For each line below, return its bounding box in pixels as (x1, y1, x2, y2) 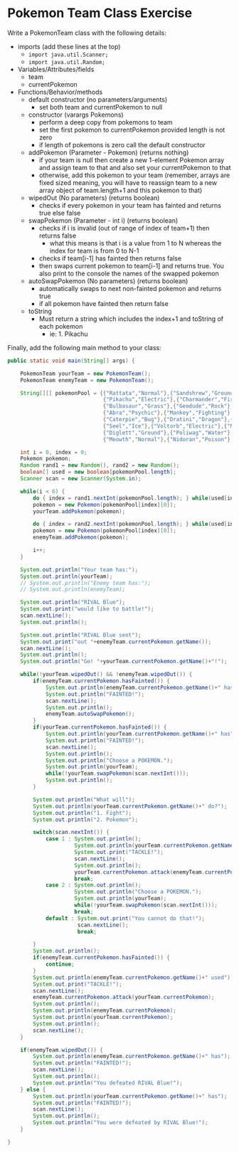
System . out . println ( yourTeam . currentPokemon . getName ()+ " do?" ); (33, 803, 228, 810)
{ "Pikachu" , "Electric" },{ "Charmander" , (102, 396, 221, 403)
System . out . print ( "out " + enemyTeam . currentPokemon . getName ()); (20, 638, 212, 645)
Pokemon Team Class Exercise (7, 5, 193, 21)
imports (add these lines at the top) (17, 42, 121, 51)
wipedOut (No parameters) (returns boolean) (28, 194, 160, 202)
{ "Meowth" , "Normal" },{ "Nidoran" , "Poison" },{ (102, 435, 237, 443)
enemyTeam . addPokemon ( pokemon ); (33, 534, 129, 541)
